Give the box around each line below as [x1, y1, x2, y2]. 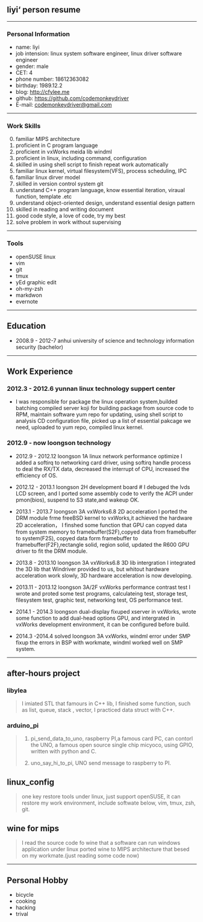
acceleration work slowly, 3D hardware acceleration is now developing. [15, 572, 193, 579]
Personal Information [7, 30, 70, 38]
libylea [7, 686, 27, 694]
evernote [15, 297, 39, 305]
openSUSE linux [15, 253, 56, 260]
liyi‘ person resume [7, 5, 81, 15]
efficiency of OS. [15, 472, 58, 479]
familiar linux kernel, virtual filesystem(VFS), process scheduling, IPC [15, 167, 187, 175]
